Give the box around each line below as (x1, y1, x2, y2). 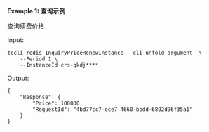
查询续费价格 (7, 22, 44, 30)
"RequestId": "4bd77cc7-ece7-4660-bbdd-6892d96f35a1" (32, 106, 193, 113)
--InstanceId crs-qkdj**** (20, 62, 99, 69)
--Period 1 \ (20, 55, 58, 62)
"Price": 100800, (32, 100, 83, 107)
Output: (7, 74, 29, 82)
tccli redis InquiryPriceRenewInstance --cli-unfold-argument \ (7, 49, 202, 56)
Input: (7, 36, 25, 44)
